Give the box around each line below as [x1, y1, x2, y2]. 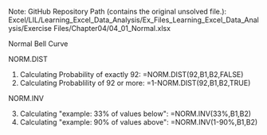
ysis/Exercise [8, 24, 52, 33]
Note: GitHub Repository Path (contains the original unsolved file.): [8, 7, 227, 16]
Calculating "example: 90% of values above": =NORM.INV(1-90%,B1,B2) [19, 118, 258, 126]
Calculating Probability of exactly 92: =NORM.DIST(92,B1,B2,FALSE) [19, 70, 244, 79]
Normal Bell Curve [8, 39, 69, 48]
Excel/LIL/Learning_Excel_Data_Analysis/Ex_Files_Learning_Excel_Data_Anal [8, 15, 259, 25]
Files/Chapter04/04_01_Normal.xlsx [53, 24, 171, 33]
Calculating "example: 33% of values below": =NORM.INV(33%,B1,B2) [19, 109, 252, 118]
